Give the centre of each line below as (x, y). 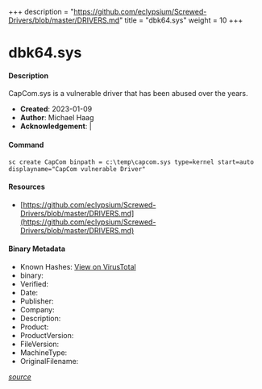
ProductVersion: (47, 335)
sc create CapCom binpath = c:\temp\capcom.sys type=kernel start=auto (131, 162)
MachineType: (44, 353)
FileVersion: (40, 344)
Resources (27, 187)
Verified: (34, 284)
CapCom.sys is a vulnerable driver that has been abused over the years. (128, 94)
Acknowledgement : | (56, 126)
